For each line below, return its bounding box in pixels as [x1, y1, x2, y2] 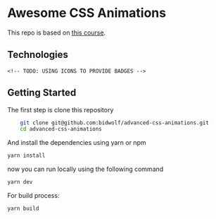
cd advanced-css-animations [20, 126, 102, 133]
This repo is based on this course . [7, 28, 106, 37]
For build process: [7, 191, 60, 200]
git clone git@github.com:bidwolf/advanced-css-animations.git [20, 119, 210, 126]
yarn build [7, 205, 39, 213]
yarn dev [7, 179, 33, 186]
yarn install [7, 152, 46, 160]
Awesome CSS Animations [7, 5, 167, 21]
